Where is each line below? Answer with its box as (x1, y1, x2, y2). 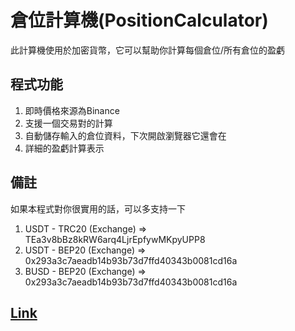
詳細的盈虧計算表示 (24, 142, 105, 154)
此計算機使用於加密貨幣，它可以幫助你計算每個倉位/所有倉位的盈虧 (10, 44, 286, 56)
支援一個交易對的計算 (24, 117, 113, 129)
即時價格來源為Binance (24, 104, 120, 116)
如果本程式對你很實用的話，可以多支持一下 (10, 202, 186, 215)
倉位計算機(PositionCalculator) (10, 9, 269, 32)
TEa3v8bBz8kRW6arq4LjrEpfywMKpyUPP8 (24, 233, 206, 245)
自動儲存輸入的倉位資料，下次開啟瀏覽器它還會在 (24, 129, 227, 141)
